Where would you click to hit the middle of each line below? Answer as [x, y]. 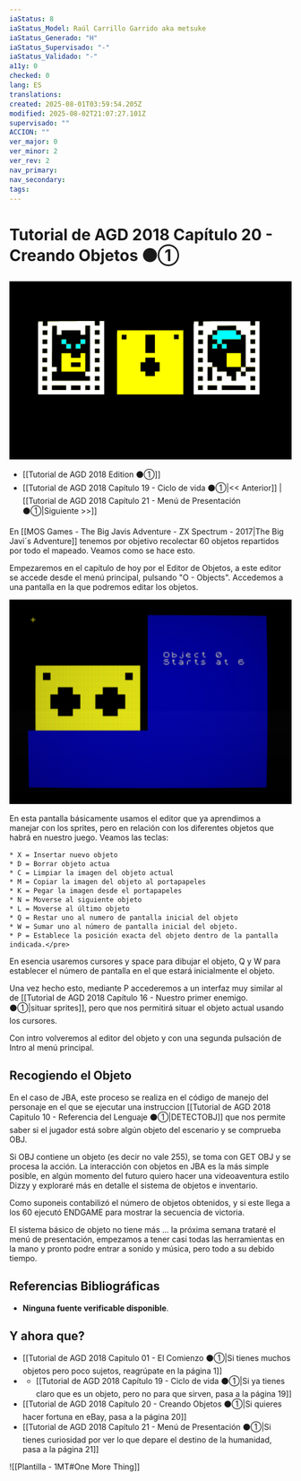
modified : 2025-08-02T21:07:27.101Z [77, 113]
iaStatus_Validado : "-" [54, 57]
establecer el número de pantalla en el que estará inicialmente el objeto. [142, 970]
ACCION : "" [30, 133]
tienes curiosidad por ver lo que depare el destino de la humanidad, [147, 1440]
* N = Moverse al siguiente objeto [76, 900]
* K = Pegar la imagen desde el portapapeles [95, 891]
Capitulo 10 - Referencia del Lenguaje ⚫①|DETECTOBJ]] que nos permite [148, 1117]
